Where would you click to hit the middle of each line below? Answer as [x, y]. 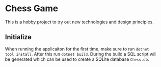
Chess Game [32, 8]
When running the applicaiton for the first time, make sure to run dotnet [77, 49]
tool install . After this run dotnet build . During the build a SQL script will [81, 54]
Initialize [18, 37]
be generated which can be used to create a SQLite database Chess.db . [77, 59]
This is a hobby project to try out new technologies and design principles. [79, 22]
